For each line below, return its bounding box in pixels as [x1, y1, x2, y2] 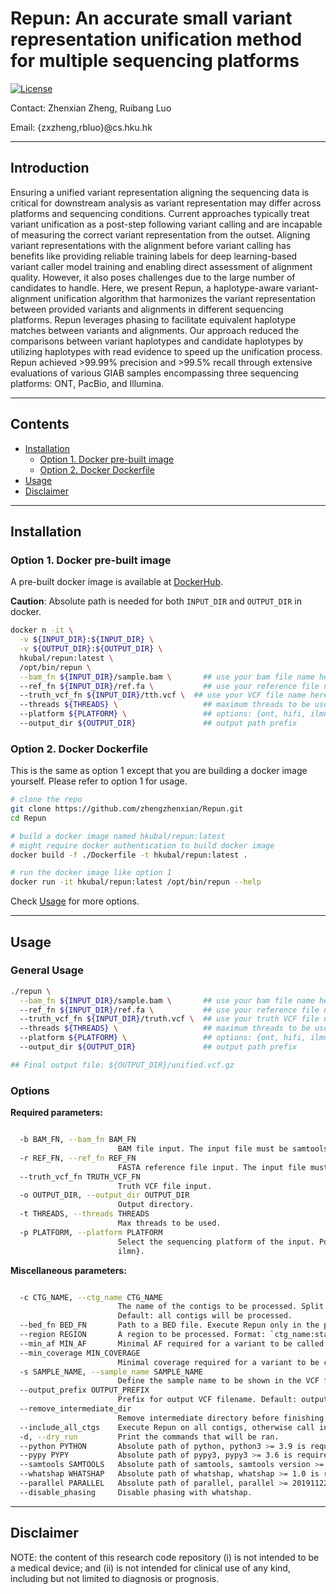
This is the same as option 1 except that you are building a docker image [10, 765, 308, 777]
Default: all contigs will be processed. [117, 1311, 293, 1321]
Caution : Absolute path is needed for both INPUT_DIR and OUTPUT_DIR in [10, 595, 302, 607]
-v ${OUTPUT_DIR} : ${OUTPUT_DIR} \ [19, 644, 163, 654]
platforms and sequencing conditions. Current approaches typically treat [10, 207, 310, 219]
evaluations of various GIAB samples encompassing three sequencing [10, 367, 299, 379]
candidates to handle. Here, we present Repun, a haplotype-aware [10, 282, 285, 294]
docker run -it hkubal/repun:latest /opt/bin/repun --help [10, 877, 262, 887]
